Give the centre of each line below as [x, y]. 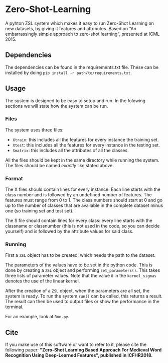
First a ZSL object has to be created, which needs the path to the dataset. [80, 255]
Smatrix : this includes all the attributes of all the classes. [70, 150]
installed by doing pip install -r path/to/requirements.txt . [68, 72]
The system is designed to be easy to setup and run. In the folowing [75, 100]
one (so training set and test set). [39, 211]
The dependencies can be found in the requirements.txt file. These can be [82, 67]
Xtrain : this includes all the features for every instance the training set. [86, 139]
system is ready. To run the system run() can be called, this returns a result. [84, 296]
